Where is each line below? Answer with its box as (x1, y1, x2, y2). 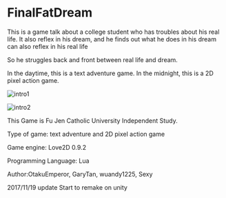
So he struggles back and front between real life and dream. (7, 55, 178, 63)
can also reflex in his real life (7, 42, 88, 50)
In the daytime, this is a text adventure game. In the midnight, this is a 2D (7, 69, 214, 77)
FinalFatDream (7, 5, 93, 21)
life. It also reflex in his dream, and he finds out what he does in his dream (7, 34, 217, 43)
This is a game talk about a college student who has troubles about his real (7, 28, 220, 36)
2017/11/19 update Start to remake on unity (7, 183, 127, 191)
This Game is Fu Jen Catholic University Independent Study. (7, 116, 178, 125)
